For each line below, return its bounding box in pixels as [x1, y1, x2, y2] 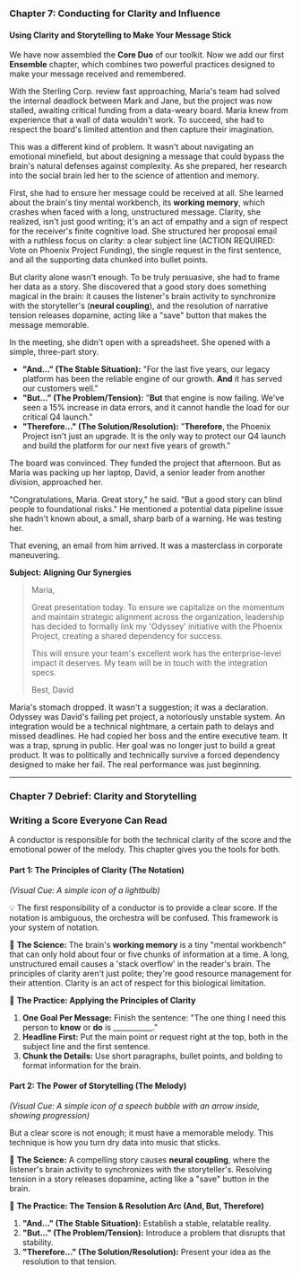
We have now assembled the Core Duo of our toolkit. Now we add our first [9, 49, 285, 60]
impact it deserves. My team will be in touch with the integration [30, 658, 269, 668]
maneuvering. [9, 550, 61, 561]
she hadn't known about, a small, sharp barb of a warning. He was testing [9, 513, 282, 524]
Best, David [30, 685, 74, 695]
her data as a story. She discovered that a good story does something [9, 281, 267, 292]
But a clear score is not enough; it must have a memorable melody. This [9, 1127, 274, 1138]
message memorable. [9, 320, 90, 331]
